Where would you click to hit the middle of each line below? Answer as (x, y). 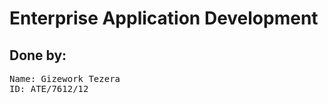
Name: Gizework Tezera (65, 78)
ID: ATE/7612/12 (49, 88)
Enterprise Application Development (164, 18)
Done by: (38, 55)
